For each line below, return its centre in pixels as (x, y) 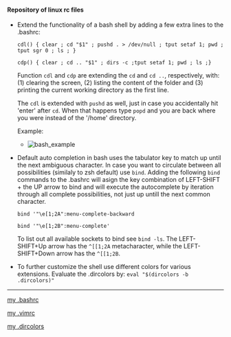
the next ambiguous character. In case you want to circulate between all (119, 165)
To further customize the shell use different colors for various (104, 267)
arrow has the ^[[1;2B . (88, 253)
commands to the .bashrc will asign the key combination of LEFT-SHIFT (119, 180)
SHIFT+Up (32, 246)
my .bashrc (23, 300)
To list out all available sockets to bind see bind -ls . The (97, 239)
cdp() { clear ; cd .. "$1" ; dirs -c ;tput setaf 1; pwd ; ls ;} (114, 63)
